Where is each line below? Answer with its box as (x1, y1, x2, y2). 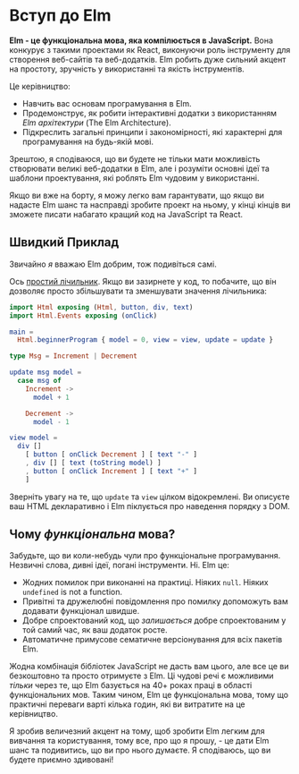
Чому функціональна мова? (9, 527, 176, 542)
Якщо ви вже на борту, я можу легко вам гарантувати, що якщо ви (9, 190, 265, 200)
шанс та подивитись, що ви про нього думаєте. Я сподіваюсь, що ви (9, 744, 271, 756)
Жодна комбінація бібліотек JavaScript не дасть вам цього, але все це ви (9, 661, 289, 672)
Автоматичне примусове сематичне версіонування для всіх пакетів (21, 634, 283, 645)
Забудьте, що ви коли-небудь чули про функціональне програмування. (9, 550, 281, 561)
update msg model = (9, 368, 82, 377)
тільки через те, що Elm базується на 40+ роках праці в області (9, 680, 253, 691)
